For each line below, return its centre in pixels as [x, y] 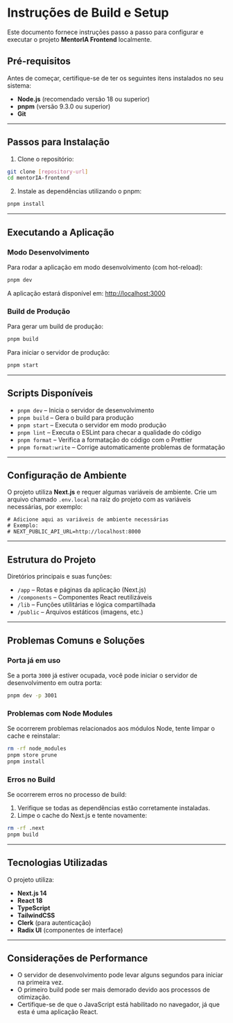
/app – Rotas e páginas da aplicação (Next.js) [82, 590]
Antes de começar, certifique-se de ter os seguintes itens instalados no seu [115, 78]
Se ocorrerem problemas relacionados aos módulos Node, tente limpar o [111, 729]
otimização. [34, 997]
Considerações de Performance [78, 958]
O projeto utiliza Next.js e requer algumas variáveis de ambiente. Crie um [112, 492]
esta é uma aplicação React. [58, 1012]
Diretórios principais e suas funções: [60, 577]
